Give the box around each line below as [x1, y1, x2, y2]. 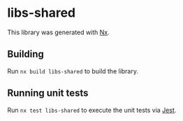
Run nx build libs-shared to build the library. [7, 66, 138, 75]
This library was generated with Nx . [7, 28, 110, 36]
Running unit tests [7, 87, 89, 99]
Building [7, 48, 44, 60]
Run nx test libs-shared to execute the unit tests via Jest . [7, 106, 177, 114]
